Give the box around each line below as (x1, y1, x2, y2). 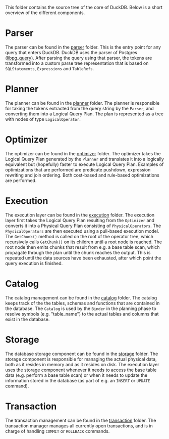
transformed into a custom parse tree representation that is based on (5, 60, 149, 66)
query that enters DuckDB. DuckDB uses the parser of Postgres (5, 49, 138, 55)
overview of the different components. (5, 10, 85, 16)
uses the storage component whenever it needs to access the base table (5, 367, 157, 373)
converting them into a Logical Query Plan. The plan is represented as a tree (5, 111, 164, 117)
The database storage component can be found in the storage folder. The (5, 350, 158, 357)
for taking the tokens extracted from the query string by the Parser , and (5, 105, 154, 111)
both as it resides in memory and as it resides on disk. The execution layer (5, 361, 159, 367)
